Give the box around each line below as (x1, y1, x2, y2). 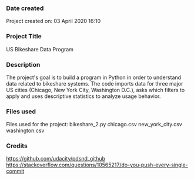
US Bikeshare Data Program (6, 45, 73, 53)
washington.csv (6, 127, 45, 134)
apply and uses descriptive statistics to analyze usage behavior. (6, 93, 161, 100)
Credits (6, 142, 28, 150)
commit (6, 168, 25, 175)
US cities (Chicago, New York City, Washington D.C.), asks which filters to (6, 86, 185, 93)
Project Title (6, 32, 42, 41)
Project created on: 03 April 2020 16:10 (6, 18, 101, 25)
